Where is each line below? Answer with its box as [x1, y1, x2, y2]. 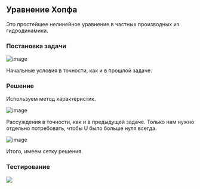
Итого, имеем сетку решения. [6, 148, 83, 155]
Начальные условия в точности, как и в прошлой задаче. [6, 67, 152, 74]
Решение [6, 82, 35, 90]
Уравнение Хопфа [6, 5, 78, 15]
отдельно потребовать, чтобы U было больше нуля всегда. [6, 125, 157, 132]
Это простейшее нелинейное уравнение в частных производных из [6, 20, 180, 27]
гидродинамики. [6, 27, 49, 34]
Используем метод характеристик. [6, 95, 96, 103]
